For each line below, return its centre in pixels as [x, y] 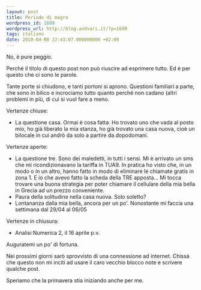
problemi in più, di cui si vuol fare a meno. [58, 99]
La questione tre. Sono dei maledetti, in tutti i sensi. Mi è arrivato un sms [104, 159]
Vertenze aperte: [27, 147]
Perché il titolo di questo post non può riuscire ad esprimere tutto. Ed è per [98, 68]
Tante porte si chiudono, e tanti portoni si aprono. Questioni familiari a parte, [100, 86]
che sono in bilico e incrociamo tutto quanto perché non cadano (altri [91, 93]
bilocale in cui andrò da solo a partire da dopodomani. [82, 135]
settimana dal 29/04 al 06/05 [51, 210]
